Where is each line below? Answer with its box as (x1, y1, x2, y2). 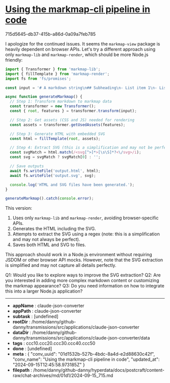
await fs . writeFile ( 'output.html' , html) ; (10, 168, 101, 173)
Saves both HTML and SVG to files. (12, 242, 86, 248)
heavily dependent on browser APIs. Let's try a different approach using (5, 46, 156, 52)
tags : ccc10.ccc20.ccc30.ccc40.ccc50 (12, 340, 96, 347)
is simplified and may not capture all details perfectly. (5, 262, 116, 268)
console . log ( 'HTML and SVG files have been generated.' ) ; (10, 182, 135, 187)
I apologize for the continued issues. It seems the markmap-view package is (5, 40, 160, 46)
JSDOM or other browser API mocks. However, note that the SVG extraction (5, 257, 163, 263)
